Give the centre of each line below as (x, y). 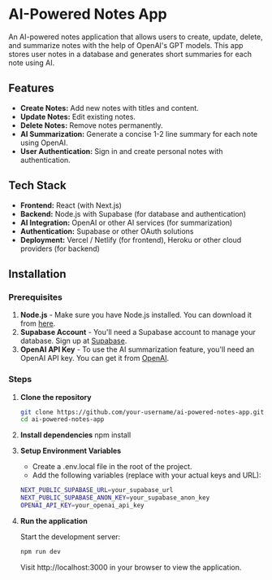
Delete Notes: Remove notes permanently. (92, 125)
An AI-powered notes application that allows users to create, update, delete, (136, 37)
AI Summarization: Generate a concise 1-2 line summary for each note (139, 134)
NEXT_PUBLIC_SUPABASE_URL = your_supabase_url (97, 490)
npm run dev (40, 551)
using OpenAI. (44, 143)
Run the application (54, 521)
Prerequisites (35, 297)
